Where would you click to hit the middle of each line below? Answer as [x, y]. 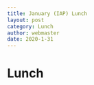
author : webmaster [33, 33]
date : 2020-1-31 [30, 39]
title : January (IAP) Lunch [47, 13]
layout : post [26, 20]
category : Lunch [30, 26]
